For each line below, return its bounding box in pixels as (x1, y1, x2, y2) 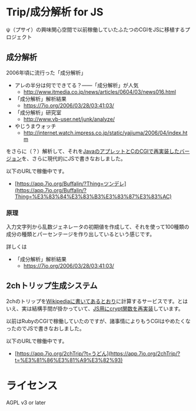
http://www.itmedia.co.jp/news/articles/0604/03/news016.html (23, 88, 177, 95)
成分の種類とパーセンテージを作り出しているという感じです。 (6, 231, 155, 238)
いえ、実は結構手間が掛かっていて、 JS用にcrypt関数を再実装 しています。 (6, 305, 184, 312)
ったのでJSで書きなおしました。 (6, 325, 85, 332)
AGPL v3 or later (6, 399, 46, 406)
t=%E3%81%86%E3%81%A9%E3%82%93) (14, 356, 123, 363)
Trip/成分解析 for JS (6, 5, 104, 19)
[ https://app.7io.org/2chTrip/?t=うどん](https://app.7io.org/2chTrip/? (14, 350, 181, 357)
